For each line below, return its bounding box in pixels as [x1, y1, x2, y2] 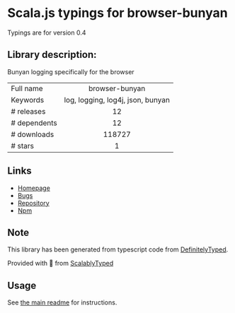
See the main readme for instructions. [7, 298, 117, 307]
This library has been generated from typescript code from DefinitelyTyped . [7, 245, 229, 254]
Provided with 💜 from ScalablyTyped [7, 259, 114, 268]
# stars [11, 141, 34, 150]
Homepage [17, 184, 51, 192]
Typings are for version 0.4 [7, 28, 86, 37]
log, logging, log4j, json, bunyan [64, 95, 170, 105]
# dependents [11, 118, 58, 128]
